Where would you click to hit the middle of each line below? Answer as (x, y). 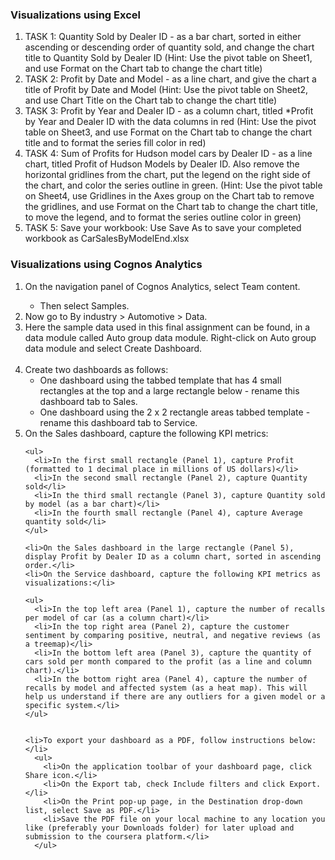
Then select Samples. (84, 305)
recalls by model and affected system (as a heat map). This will (166, 688)
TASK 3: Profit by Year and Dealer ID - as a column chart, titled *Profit (169, 111)
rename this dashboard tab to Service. (118, 422)
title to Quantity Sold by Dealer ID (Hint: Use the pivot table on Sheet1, (168, 58)
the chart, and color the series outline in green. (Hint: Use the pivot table (173, 185)
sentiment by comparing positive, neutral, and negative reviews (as (173, 635)
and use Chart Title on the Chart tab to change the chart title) (151, 100)
